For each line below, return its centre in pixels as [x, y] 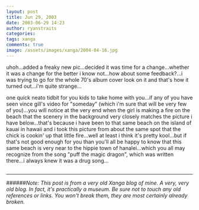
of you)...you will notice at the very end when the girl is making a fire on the [98, 110]
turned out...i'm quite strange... [44, 86]
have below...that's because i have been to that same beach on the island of [99, 123]
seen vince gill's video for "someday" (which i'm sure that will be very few [97, 104]
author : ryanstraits [32, 28]
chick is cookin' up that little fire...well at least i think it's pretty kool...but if [97, 135]
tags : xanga [21, 39]
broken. [15, 202]
